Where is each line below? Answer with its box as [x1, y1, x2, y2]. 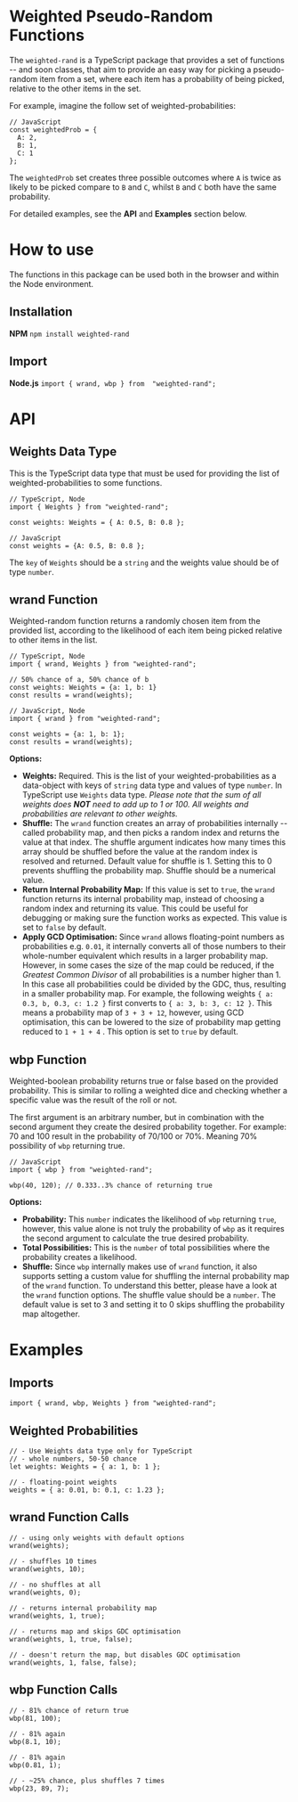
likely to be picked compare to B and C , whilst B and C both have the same [9, 181, 278, 192]
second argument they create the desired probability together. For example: [9, 1121, 287, 1133]
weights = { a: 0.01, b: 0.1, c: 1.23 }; [9, 1486, 165, 1495]
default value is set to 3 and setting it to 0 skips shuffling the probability [21, 1299, 286, 1310]
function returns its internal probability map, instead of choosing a [21, 894, 265, 905]
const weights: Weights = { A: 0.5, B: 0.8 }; [9, 518, 185, 527]
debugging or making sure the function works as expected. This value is [21, 913, 287, 923]
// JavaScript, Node [9, 707, 86, 716]
